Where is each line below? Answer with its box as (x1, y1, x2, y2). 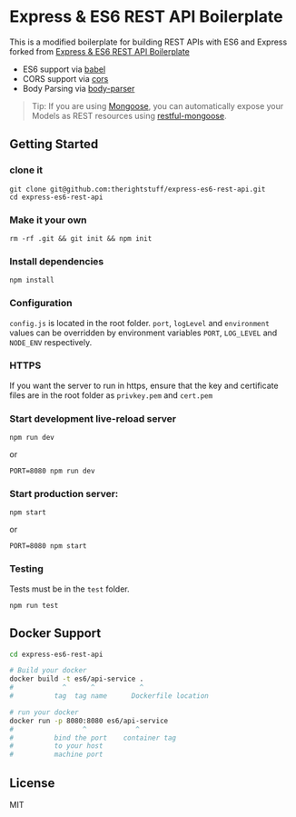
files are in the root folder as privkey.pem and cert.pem (9, 389, 213, 401)
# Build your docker (9, 666, 88, 675)
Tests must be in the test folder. (9, 583, 130, 594)
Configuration (9, 297, 73, 310)
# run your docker (9, 707, 79, 717)
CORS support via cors (22, 73, 109, 84)
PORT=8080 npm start (9, 542, 88, 551)
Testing (9, 563, 44, 575)
